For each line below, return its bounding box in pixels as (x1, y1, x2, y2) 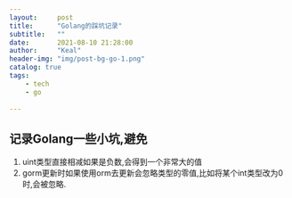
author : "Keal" (9, 46, 82, 55)
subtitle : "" (9, 29, 66, 38)
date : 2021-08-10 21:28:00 (9, 37, 134, 47)
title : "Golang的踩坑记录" (9, 21, 123, 30)
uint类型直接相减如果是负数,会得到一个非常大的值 (21, 157, 203, 168)
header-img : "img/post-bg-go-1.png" (9, 54, 145, 63)
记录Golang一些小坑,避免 (9, 131, 148, 146)
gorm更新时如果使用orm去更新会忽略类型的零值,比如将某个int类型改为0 (21, 168, 283, 178)
